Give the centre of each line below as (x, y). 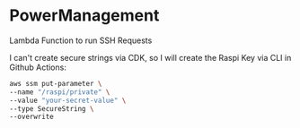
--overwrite (31, 117)
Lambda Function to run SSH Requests (81, 40)
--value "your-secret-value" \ (68, 100)
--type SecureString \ (52, 108)
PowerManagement (84, 16)
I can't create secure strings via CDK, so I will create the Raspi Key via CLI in (150, 57)
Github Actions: (38, 67)
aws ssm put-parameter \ (56, 83)
